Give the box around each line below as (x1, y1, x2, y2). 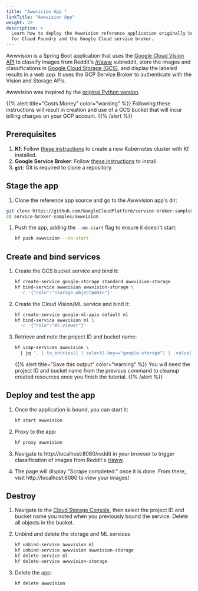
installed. (14, 151, 37, 158)
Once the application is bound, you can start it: (14, 406, 128, 413)
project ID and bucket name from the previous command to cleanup (14, 367, 180, 374)
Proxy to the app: (14, 428, 57, 435)
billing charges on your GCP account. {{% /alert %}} (6, 112, 133, 119)
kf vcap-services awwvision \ (14, 345, 90, 351)
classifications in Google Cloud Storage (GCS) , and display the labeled (6, 65, 177, 71)
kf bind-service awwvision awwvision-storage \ (14, 284, 134, 290)
